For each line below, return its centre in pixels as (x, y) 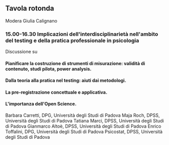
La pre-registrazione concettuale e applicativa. (56, 92)
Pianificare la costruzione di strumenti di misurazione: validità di (75, 63)
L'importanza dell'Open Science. (41, 104)
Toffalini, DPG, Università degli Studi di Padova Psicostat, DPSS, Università (84, 132)
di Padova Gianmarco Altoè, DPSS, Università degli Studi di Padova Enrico (83, 126)
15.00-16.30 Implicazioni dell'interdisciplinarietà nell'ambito (82, 34)
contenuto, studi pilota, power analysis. (48, 69)
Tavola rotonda (30, 8)
